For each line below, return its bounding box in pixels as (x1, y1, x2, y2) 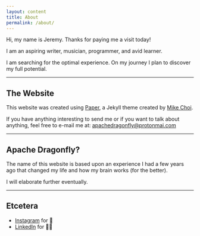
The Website (6, 88, 55, 98)
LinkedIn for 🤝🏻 (14, 223, 53, 230)
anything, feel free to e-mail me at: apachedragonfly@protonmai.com (6, 122, 177, 129)
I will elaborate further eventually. (6, 178, 88, 185)
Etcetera (6, 201, 39, 211)
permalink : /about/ (6, 20, 55, 26)
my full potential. (6, 65, 48, 73)
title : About (6, 14, 39, 20)
